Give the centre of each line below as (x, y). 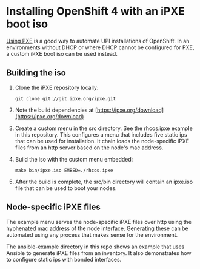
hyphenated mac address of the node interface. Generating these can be (98, 228)
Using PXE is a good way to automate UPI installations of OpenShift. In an (98, 41)
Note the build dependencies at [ (56, 110)
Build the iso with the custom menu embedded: (74, 159)
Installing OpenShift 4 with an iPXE (95, 11)
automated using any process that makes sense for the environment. (92, 234)
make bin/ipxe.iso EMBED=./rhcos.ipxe (64, 170)
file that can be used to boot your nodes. (66, 188)
